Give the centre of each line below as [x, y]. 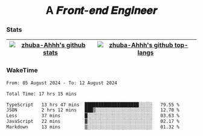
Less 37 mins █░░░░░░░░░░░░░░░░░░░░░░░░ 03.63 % [93, 116]
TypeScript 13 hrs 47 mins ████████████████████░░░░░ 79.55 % [93, 105]
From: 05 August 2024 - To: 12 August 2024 [62, 83]
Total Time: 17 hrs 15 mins [42, 94]
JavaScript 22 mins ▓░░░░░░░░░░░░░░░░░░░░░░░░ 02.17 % [93, 122]
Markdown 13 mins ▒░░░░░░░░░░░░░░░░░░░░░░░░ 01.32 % [93, 127]
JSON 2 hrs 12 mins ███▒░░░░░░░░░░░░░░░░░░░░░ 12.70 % [93, 110]
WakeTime [22, 70]
